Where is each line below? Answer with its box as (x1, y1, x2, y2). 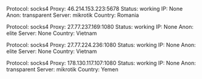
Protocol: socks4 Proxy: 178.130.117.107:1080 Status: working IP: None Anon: (6, 60, 196, 66)
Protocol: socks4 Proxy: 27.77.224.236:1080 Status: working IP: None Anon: (6, 42, 196, 48)
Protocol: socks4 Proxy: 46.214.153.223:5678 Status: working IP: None (6, 5, 183, 12)
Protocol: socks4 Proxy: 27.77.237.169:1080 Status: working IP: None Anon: (6, 24, 193, 30)
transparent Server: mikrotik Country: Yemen (6, 66, 119, 73)
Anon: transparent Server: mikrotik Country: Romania (6, 11, 139, 19)
